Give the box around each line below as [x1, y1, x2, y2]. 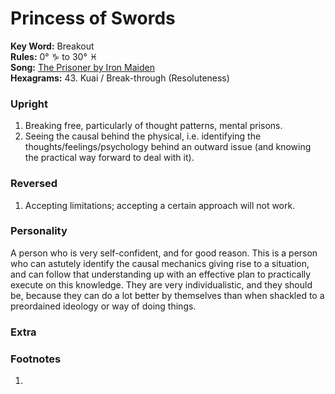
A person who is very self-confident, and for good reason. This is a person [10, 247, 318, 259]
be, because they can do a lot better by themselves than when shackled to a [10, 289, 325, 301]
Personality [10, 224, 68, 238]
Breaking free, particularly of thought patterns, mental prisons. [24, 120, 283, 132]
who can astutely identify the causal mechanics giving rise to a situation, [10, 257, 310, 269]
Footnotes [10, 352, 62, 366]
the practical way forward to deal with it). [24, 152, 195, 164]
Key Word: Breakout [10, 40, 95, 52]
